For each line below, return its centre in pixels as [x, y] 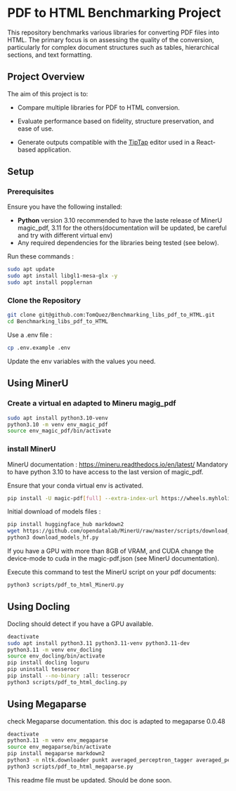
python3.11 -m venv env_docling [54, 650]
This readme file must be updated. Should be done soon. [90, 780]
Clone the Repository [44, 300]
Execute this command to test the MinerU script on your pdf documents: [112, 572]
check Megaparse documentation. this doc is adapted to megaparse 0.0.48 [117, 721]
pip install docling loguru [48, 663]
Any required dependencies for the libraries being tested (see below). [118, 243]
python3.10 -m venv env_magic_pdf [58, 424]
